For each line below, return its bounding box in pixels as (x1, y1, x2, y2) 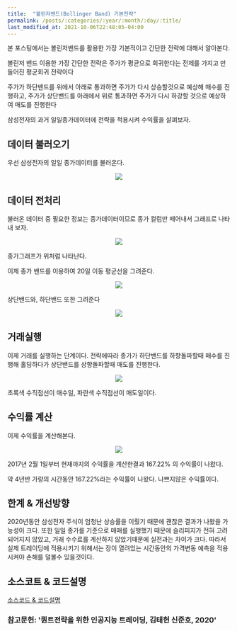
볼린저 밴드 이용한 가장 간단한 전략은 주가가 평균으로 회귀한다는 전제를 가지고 (7, 59, 219, 67)
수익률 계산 (7, 411, 53, 423)
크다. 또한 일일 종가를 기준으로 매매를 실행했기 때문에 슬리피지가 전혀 (25, 526, 215, 535)
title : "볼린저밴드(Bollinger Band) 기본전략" (7, 10, 137, 18)
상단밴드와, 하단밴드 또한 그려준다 (7, 295, 100, 303)
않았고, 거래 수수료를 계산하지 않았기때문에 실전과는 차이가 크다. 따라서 (31, 535, 226, 544)
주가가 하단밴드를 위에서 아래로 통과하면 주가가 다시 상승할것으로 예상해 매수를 (7, 83, 223, 91)
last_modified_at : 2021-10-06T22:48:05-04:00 (7, 23, 144, 30)
